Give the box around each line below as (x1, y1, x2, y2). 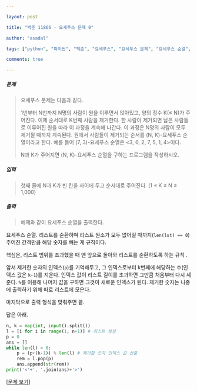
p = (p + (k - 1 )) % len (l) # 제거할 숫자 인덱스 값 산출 (16, 350, 138, 356)
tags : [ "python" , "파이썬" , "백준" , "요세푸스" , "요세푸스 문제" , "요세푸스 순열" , (6, 45, 191, 52)
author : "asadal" (6, 35, 49, 41)
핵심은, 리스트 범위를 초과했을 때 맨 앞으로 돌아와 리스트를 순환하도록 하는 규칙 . (6, 252, 188, 259)
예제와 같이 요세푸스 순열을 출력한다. (20, 219, 104, 226)
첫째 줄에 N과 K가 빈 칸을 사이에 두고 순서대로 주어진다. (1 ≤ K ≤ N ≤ (20, 182, 178, 189)
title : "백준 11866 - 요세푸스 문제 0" (6, 24, 94, 30)
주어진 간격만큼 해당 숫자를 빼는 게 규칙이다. (6, 239, 107, 246)
